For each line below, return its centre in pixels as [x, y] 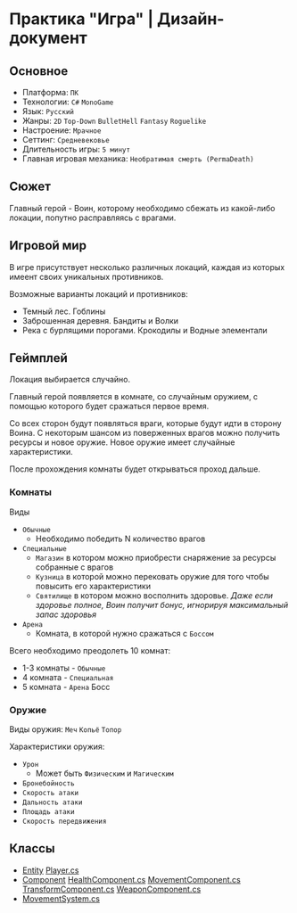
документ [48, 38]
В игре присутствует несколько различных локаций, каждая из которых [147, 267]
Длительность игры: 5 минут [76, 149]
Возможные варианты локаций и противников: [99, 293]
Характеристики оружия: [57, 747]
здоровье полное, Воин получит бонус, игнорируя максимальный [161, 605]
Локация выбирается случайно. [70, 380]
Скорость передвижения [64, 822]
